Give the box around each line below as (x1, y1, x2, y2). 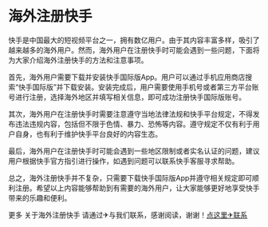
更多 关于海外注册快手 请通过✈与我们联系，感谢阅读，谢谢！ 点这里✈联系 (8, 209, 248, 220)
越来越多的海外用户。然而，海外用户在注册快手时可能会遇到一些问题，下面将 (8, 45, 260, 54)
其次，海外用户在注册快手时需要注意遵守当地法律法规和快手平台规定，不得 (8, 109, 253, 118)
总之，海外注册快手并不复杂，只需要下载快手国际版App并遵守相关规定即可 (8, 173, 253, 182)
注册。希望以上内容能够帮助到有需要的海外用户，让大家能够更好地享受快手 (14, 183, 260, 193)
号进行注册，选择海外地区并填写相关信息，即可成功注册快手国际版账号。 (8, 92, 246, 102)
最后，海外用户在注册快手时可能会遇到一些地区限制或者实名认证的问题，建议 (8, 145, 260, 156)
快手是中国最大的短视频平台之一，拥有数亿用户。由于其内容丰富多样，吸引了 (8, 35, 260, 45)
